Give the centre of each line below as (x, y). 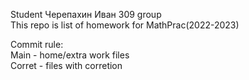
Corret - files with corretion (66, 65)
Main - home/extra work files (70, 55)
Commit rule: (37, 44)
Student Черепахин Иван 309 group (86, 14)
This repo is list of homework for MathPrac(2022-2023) (125, 25)
